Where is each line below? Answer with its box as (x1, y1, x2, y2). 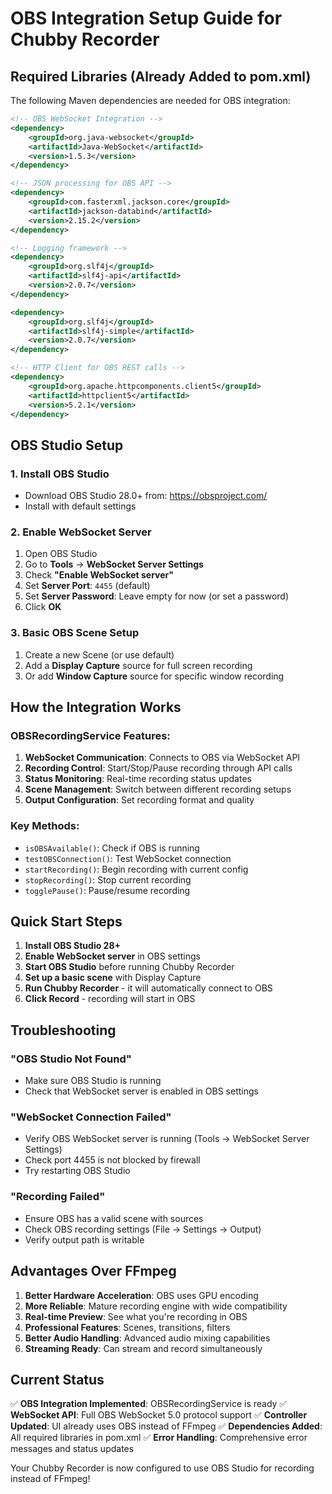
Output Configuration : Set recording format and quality (24, 794, 255, 806)
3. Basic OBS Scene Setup (10, 626, 140, 640)
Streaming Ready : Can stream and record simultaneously (24, 1342, 263, 1354)
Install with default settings (24, 500, 137, 512)
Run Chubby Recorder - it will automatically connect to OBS (24, 982, 273, 994)
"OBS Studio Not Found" (10, 1052, 132, 1066)
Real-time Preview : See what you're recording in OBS (24, 1310, 248, 1322)
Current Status (10, 1371, 105, 1388)
